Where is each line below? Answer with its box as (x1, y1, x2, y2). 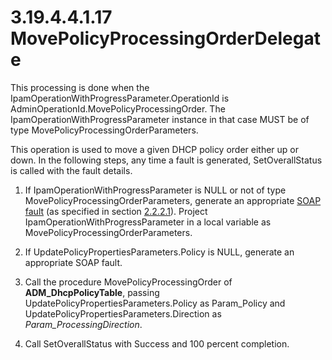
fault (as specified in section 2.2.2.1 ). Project (24, 205, 208, 217)
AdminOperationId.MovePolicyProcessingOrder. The (10, 102, 226, 115)
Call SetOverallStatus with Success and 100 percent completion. (24, 337, 290, 350)
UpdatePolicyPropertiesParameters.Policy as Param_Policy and (24, 297, 286, 309)
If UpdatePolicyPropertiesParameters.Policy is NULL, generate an (24, 246, 295, 258)
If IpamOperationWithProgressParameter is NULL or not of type (24, 184, 287, 196)
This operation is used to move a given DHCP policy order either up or (10, 143, 300, 155)
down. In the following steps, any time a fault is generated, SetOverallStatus (10, 154, 323, 166)
